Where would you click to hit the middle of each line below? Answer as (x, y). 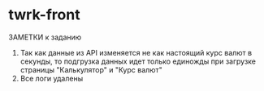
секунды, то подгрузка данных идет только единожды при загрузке (138, 61)
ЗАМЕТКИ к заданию (45, 37)
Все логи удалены (52, 78)
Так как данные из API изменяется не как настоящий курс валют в (136, 52)
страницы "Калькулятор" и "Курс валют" (91, 69)
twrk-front (44, 15)
